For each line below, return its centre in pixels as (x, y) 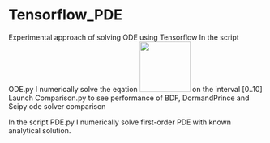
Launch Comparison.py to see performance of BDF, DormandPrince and (129, 98)
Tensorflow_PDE (66, 15)
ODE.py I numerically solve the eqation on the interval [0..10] (135, 89)
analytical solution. (40, 130)
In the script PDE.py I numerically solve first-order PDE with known (120, 122)
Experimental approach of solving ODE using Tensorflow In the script (124, 37)
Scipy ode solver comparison (57, 106)
